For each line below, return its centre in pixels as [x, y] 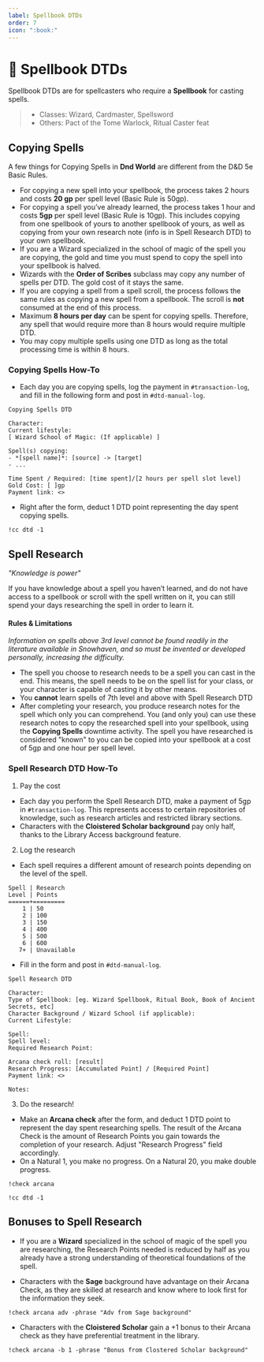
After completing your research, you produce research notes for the [130, 706]
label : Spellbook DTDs [45, 15]
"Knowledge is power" [45, 573]
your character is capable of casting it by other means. [109, 690]
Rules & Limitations [40, 623]
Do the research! [47, 1103]
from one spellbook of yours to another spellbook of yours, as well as [132, 224]
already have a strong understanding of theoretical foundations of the [132, 1257]
